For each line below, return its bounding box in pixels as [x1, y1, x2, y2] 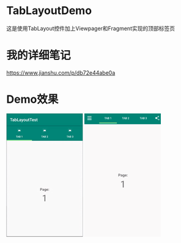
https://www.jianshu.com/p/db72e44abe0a [6, 69, 116, 77]
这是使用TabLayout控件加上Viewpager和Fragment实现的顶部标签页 [6, 24, 175, 32]
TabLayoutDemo [6, 4, 92, 18]
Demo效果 [6, 92, 59, 107]
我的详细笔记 [6, 48, 72, 62]
